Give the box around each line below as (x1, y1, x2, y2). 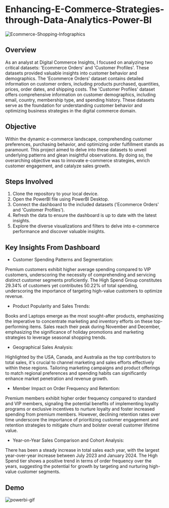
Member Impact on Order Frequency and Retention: (12, 385, 120, 392)
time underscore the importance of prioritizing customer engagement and (5, 417, 159, 423)
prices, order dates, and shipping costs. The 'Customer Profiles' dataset (5, 86, 155, 92)
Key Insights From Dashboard (5, 243, 100, 252)
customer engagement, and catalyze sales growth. (5, 163, 111, 169)
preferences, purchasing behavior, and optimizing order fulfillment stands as (5, 141, 164, 147)
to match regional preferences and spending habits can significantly (5, 370, 147, 376)
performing (5, 324, 29, 330)
